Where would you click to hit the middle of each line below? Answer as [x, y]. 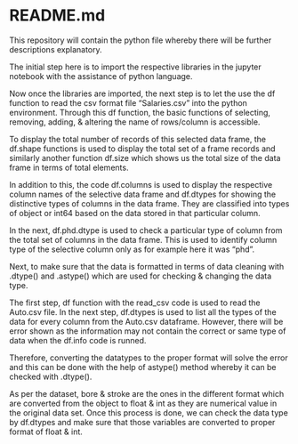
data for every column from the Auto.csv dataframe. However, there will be [146, 321]
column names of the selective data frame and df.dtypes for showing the [143, 194]
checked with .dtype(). [51, 376]
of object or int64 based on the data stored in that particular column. [135, 213]
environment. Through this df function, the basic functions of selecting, [140, 112]
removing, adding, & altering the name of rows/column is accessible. [135, 122]
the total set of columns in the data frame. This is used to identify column [143, 239]
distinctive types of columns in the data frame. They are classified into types [149, 203]
